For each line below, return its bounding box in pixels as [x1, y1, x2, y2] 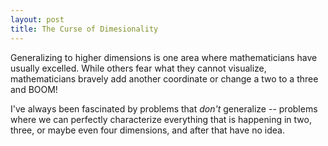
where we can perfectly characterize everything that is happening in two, [10, 113, 312, 125]
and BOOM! [10, 83, 58, 95]
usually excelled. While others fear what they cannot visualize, [10, 62, 267, 74]
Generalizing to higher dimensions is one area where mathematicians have [10, 51, 318, 63]
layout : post [10, 14, 65, 25]
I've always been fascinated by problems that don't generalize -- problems [10, 102, 318, 115]
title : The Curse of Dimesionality [10, 24, 159, 34]
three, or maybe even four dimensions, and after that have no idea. [10, 124, 285, 136]
